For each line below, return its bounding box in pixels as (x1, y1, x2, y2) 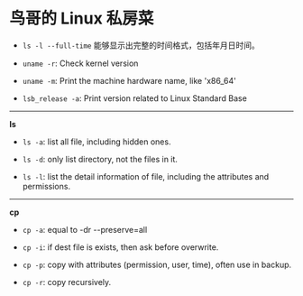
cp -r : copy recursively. (22, 276, 112, 287)
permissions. (22, 180, 70, 191)
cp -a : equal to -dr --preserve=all (22, 224, 148, 235)
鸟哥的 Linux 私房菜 (9, 8, 154, 29)
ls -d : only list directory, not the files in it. (22, 153, 179, 164)
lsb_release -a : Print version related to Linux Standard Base (22, 92, 248, 104)
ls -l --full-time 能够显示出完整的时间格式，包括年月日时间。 (22, 40, 260, 51)
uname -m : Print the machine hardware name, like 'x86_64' (22, 75, 236, 86)
